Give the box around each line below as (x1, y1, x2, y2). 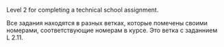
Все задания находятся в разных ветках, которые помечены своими (6, 19, 208, 27)
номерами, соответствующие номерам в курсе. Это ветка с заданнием (6, 27, 218, 34)
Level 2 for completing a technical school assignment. (6, 6, 159, 14)
